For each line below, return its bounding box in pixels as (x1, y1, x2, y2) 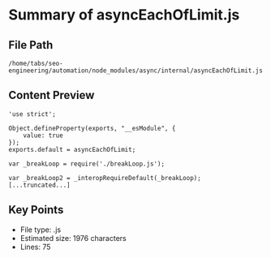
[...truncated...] (8, 181, 71, 189)
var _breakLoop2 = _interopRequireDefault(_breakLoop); (8, 174, 201, 182)
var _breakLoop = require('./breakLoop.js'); (8, 160, 165, 168)
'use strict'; (8, 110, 57, 118)
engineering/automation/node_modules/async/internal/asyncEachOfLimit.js (8, 67, 264, 75)
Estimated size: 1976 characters (19, 233, 127, 243)
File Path (8, 38, 54, 52)
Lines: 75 (19, 242, 51, 252)
